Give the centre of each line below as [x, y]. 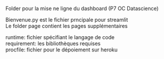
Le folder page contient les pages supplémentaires [67, 26]
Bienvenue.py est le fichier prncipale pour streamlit [67, 20]
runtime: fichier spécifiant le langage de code [60, 37]
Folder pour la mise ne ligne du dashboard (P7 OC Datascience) [82, 8]
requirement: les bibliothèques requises [53, 44]
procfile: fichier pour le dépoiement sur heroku [62, 50]
